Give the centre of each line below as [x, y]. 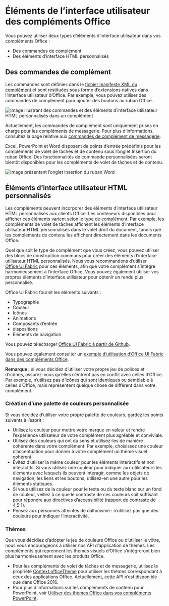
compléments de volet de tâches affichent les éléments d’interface [75, 224]
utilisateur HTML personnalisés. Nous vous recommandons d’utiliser [76, 261]
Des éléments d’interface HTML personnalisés [61, 56]
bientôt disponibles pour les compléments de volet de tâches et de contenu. [84, 162]
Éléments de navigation [37, 334]
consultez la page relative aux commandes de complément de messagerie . [83, 136]
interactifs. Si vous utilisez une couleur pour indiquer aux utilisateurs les [87, 467]
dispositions [25, 329]
